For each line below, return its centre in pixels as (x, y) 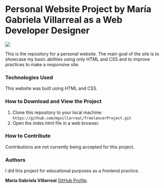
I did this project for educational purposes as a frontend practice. (72, 171)
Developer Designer (47, 31)
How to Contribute (28, 136)
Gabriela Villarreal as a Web (64, 20)
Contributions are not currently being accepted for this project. (70, 147)
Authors (15, 160)
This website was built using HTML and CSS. (51, 88)
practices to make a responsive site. (42, 64)
